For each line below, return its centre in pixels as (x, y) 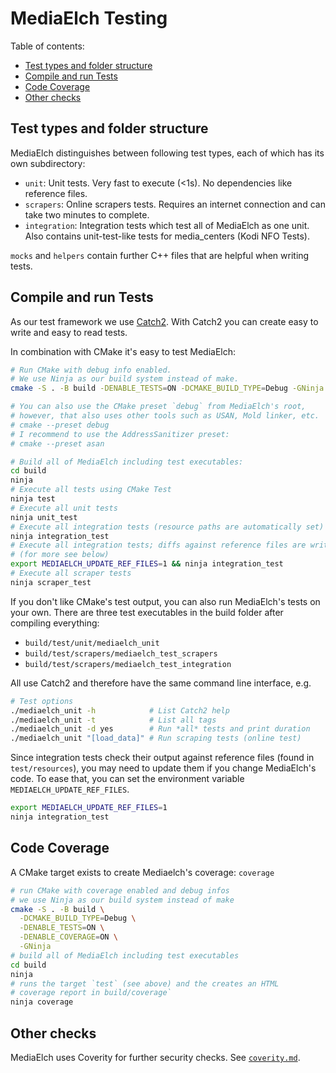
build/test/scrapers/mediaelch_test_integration (128, 664)
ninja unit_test (44, 517)
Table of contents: (47, 46)
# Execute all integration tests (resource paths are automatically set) (167, 527)
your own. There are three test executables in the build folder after (147, 612)
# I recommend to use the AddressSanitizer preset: (120, 434)
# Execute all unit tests (64, 508)
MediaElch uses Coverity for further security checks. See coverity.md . (155, 1057)
